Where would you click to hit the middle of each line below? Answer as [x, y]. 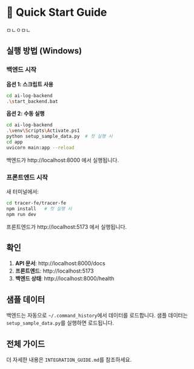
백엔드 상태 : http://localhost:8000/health [65, 279]
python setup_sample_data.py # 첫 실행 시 [60, 137]
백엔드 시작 [22, 70]
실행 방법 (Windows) [44, 51]
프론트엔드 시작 [27, 177]
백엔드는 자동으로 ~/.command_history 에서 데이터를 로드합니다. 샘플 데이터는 [97, 316]
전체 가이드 [26, 344]
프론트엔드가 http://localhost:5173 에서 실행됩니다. [67, 226]
